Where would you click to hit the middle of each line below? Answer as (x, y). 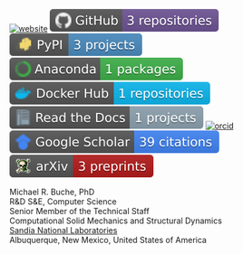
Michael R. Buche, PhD (52, 192)
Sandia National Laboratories (63, 230)
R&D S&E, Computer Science (63, 202)
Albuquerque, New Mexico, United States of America (108, 240)
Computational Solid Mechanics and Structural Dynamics (116, 221)
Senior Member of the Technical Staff (79, 211)
